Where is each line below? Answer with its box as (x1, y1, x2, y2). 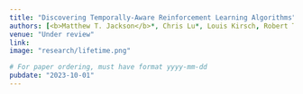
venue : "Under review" (9, 30, 95, 38)
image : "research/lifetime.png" (9, 47, 131, 56)
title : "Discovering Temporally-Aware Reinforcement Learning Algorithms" (9, 13, 297, 22)
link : (9, 38, 30, 47)
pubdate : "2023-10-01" (9, 71, 95, 81)
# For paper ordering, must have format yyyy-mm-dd (9, 63, 207, 72)
